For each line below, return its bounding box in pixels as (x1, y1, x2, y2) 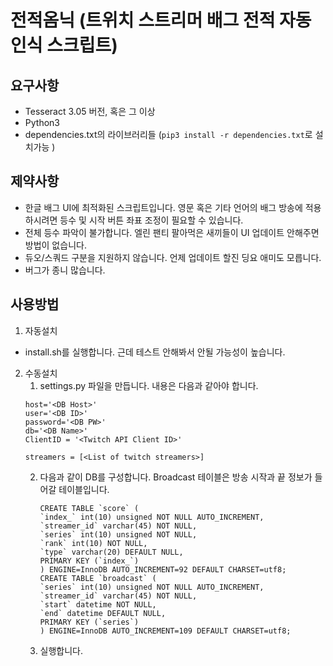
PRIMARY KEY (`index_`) (39, 556, 140, 566)
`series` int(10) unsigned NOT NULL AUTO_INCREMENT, (39, 582, 265, 592)
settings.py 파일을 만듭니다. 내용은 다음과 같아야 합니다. (39, 379, 259, 391)
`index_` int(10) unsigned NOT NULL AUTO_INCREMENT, (39, 512, 265, 522)
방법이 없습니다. (24, 239, 87, 251)
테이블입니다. (58, 483, 110, 495)
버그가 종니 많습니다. (24, 264, 106, 276)
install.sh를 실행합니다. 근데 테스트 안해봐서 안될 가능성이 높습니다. (24, 346, 286, 358)
